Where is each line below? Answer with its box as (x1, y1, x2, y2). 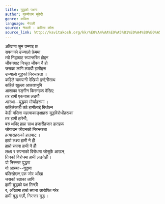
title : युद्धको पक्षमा (5, 7, 38, 12)
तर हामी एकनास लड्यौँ (5, 93, 40, 99)
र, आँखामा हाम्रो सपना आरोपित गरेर (5, 187, 59, 193)
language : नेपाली (5, 21, 35, 26)
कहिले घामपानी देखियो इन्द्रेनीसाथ (5, 77, 55, 83)
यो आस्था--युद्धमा (5, 165, 32, 171)
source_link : (5, 30, 32, 35)
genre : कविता (5, 16, 29, 21)
